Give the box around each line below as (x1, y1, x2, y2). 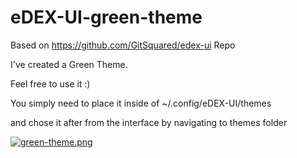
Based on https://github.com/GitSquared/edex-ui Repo (10, 39, 236, 51)
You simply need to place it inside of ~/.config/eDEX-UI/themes (10, 97, 272, 109)
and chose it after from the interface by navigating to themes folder (10, 116, 288, 128)
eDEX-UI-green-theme (10, 6, 203, 29)
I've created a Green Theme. (10, 58, 128, 70)
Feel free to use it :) (10, 77, 91, 90)
